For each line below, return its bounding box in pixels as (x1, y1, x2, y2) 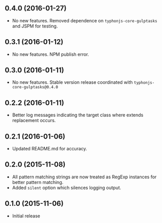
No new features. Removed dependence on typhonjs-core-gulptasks (12, 17, 157, 23)
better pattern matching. (12, 179, 64, 185)
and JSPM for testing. (12, 23, 58, 29)
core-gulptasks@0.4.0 (12, 85, 58, 90)
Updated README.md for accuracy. (12, 146, 88, 152)
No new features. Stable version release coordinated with (12, 79, 133, 85)
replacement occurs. (12, 117, 56, 123)
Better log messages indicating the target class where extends (12, 112, 144, 118)
